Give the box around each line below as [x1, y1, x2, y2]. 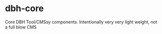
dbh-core [5, 3, 44, 14]
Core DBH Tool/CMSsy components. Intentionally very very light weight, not [5, 19, 157, 25]
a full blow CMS [5, 24, 37, 30]
